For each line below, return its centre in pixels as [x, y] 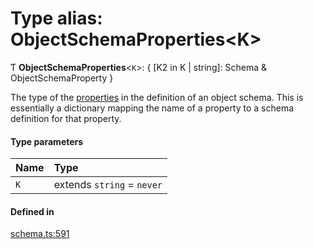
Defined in [32, 211]
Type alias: [56, 18]
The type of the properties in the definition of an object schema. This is [157, 97]
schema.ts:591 [40, 234]
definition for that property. [66, 118]
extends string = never [108, 185]
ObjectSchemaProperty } [62, 78]
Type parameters [47, 141]
